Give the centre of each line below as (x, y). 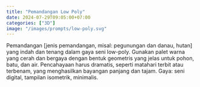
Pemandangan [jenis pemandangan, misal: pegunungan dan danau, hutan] (99, 46)
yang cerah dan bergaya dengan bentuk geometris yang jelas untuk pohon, (100, 58)
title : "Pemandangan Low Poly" (46, 12)
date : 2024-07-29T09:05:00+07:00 (48, 17)
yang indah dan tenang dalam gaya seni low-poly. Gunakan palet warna (96, 52)
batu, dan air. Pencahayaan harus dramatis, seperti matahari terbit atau (95, 65)
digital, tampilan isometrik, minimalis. (52, 77)
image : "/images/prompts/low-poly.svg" (57, 28)
